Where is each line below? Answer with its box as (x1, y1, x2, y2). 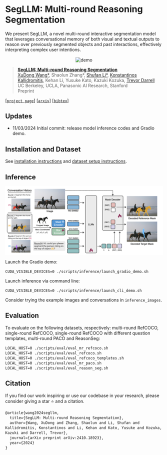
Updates (5, 112, 32, 120)
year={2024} (9, 440, 35, 445)
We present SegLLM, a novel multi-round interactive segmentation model (5, 30, 156, 36)
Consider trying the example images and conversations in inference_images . (5, 297, 162, 303)
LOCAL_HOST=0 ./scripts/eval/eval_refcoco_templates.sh (5, 355, 124, 360)
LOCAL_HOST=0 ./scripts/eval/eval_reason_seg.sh (5, 365, 108, 370)
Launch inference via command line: (5, 278, 80, 284)
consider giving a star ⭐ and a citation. (5, 398, 85, 404)
